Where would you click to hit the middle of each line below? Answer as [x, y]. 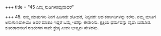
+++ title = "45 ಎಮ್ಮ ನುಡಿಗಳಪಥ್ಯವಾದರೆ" [40, 7]
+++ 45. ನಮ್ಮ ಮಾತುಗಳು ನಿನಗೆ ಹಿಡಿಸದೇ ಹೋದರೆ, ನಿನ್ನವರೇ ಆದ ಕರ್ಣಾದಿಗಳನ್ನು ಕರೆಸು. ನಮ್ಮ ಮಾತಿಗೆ [80, 17]
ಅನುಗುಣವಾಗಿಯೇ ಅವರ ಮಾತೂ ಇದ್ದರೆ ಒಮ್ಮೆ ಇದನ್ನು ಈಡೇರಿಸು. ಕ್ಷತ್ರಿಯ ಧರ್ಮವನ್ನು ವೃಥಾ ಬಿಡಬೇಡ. [78, 22]
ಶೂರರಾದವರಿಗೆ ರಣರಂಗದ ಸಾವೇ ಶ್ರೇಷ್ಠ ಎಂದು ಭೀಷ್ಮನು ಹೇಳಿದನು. [52, 28]
